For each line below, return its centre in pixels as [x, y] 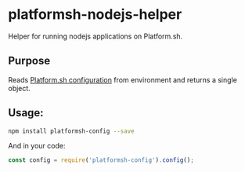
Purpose [29, 61]
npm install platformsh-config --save [71, 131]
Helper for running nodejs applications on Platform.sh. [95, 36]
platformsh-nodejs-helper [95, 15]
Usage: [26, 113]
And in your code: [37, 146]
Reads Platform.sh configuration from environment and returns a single [122, 79]
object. [20, 88]
